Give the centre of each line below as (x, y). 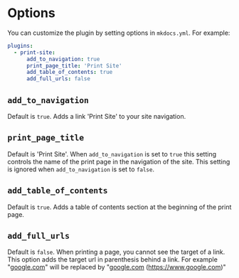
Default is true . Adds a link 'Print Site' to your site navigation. (97, 116)
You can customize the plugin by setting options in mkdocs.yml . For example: (119, 33)
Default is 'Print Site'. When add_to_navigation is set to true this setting (112, 154)
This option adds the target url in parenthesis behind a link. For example (113, 260)
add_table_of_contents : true (69, 73)
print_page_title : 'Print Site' (74, 65)
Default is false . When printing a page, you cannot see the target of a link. (116, 252)
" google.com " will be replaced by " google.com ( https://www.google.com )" (117, 267)
